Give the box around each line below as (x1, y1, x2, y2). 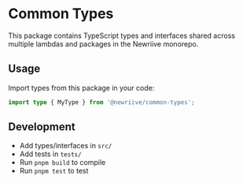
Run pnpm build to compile (19, 158, 106, 167)
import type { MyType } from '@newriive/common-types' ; (8, 98, 195, 106)
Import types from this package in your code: (8, 83, 155, 92)
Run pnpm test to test (19, 166, 89, 176)
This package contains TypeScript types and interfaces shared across (8, 31, 236, 40)
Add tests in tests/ (19, 149, 82, 159)
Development (8, 120, 76, 134)
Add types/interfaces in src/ (19, 141, 112, 151)
